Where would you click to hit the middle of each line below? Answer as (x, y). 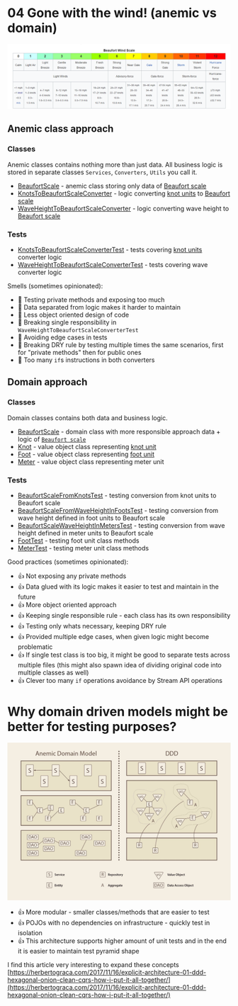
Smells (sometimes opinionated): (55, 286)
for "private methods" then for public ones (79, 353)
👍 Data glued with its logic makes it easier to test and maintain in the (118, 587)
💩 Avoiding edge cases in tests (62, 337)
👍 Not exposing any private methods (72, 576)
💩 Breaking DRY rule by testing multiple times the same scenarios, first (120, 345)
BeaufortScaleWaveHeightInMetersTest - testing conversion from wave (121, 526)
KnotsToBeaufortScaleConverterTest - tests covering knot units (110, 250)
